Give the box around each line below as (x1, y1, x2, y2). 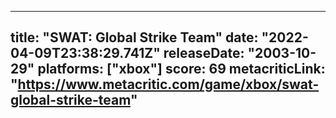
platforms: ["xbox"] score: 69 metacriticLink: (37, 61, 326, 78)
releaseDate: (163, 45, 245, 62)
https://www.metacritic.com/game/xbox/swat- (17, 76, 320, 93)
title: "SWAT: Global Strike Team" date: (10, 29, 259, 46)
